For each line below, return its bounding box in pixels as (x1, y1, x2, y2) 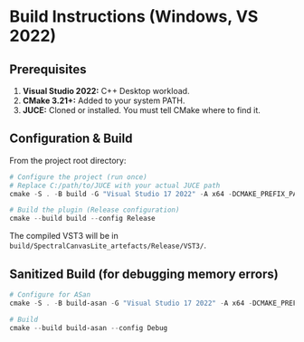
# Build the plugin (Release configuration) (9, 205, 180, 214)
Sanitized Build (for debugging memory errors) (9, 266, 279, 281)
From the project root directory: (9, 155, 127, 166)
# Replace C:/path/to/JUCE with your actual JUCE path (9, 181, 221, 190)
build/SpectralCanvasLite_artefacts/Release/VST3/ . (9, 240, 206, 251)
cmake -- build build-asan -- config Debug (9, 323, 168, 332)
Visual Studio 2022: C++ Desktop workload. (22, 86, 190, 96)
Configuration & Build (9, 131, 133, 147)
